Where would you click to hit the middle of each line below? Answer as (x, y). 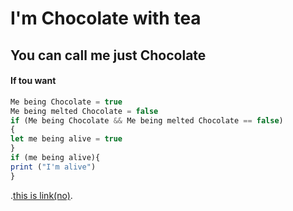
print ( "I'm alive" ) (53, 167)
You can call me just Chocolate (108, 55)
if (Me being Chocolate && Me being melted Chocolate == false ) (147, 120)
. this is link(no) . (41, 195)
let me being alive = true (66, 139)
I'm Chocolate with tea (106, 18)
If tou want (33, 81)
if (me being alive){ (55, 158)
